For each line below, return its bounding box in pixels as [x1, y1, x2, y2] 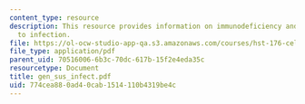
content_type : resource [9, 13, 100, 23]
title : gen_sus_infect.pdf [9, 72, 112, 81]
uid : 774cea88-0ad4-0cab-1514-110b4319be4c [9, 80, 177, 90]
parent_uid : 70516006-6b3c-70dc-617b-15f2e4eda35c [9, 55, 205, 64]
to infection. [17, 30, 71, 39]
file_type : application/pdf [9, 47, 116, 56]
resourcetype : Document [9, 64, 100, 73]
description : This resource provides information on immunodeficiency [9, 22, 282, 31]
